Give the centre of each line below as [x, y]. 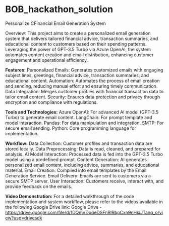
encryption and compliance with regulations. [51, 102]
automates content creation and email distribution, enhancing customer [79, 55]
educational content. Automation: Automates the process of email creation [82, 81]
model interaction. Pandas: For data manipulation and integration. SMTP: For [84, 123]
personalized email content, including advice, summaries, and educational [82, 165]
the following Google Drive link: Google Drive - [53, 207]
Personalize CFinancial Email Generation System [55, 23]
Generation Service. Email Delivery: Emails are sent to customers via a [78, 175]
